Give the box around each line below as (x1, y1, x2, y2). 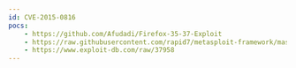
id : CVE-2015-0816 (8, 12, 76, 22)
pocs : (8, 21, 28, 30)
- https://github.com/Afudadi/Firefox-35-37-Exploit (24, 29, 223, 38)
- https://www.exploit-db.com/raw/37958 (24, 46, 175, 55)
